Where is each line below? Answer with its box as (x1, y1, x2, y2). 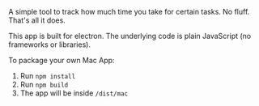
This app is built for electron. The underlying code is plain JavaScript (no (8, 32, 252, 40)
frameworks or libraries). (8, 40, 91, 49)
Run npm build (19, 80, 69, 89)
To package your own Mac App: (8, 56, 115, 65)
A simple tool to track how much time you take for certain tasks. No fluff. (8, 7, 250, 16)
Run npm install (19, 71, 76, 80)
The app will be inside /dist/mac (19, 88, 128, 98)
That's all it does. (8, 15, 66, 25)
